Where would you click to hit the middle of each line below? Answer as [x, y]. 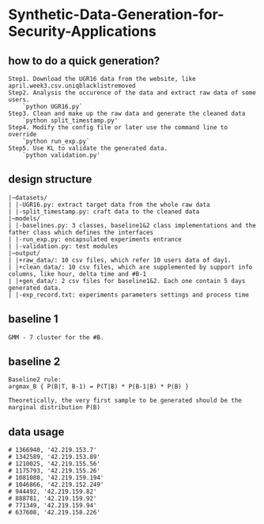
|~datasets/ [28, 197]
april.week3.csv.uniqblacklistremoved [72, 86]
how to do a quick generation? [84, 61]
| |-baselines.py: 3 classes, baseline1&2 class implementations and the [132, 225]
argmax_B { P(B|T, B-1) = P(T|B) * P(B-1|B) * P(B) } [99, 387]
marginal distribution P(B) [55, 407]
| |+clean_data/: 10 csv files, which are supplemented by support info [130, 267]
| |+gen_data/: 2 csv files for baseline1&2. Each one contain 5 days [127, 281]
